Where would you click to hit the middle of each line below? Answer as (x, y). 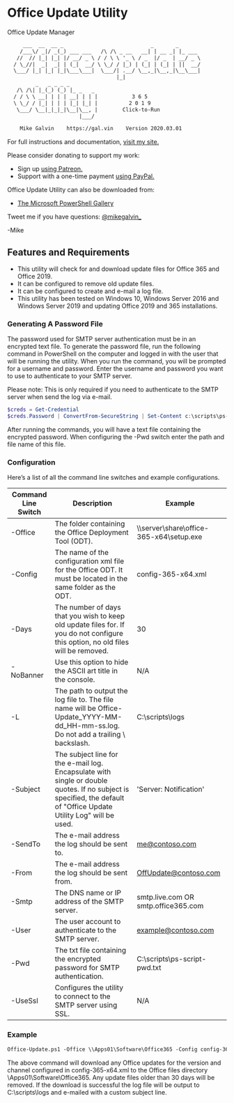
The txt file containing (91, 951)
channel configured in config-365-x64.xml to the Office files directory (108, 1070)
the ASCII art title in (86, 671)
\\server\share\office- (173, 529)
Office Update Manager (41, 32)
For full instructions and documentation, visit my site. (83, 142)
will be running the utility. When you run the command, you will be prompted (117, 361)
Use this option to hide (92, 662)
